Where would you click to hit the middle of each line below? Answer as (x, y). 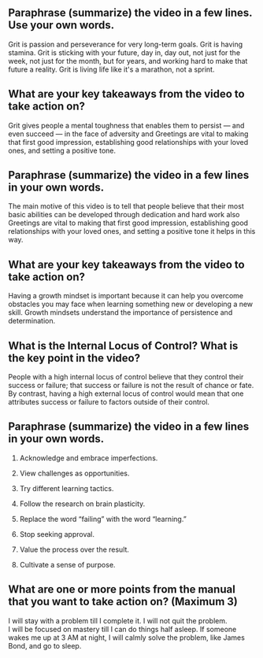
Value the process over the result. (74, 549)
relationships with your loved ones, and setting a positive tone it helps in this (132, 231)
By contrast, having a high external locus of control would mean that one (126, 394)
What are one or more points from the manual (122, 590)
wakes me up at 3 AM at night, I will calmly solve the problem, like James (127, 638)
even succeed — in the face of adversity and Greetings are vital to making (128, 134)
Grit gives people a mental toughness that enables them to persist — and (126, 125)
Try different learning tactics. (67, 488)
